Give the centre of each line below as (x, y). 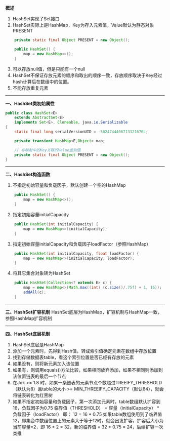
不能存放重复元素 (30, 88)
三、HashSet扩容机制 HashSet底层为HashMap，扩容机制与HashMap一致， (84, 312)
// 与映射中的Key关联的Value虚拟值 (48, 150)
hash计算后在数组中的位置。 (42, 82)
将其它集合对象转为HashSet (41, 273)
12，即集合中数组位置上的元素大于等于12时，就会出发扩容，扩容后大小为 (88, 420)
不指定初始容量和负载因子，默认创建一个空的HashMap (69, 185)
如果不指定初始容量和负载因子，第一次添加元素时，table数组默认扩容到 (87, 402)
